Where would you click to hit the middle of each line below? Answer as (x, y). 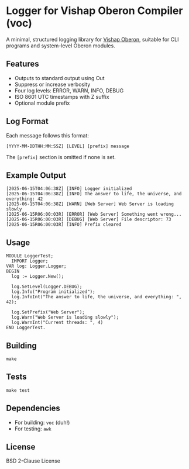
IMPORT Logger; (30, 261)
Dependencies (33, 408)
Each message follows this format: (48, 135)
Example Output (36, 175)
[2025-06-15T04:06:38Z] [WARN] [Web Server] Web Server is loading (90, 204)
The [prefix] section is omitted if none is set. (61, 157)
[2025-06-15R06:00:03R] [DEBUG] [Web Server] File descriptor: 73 (89, 220)
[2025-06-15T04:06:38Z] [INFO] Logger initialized (69, 189)
